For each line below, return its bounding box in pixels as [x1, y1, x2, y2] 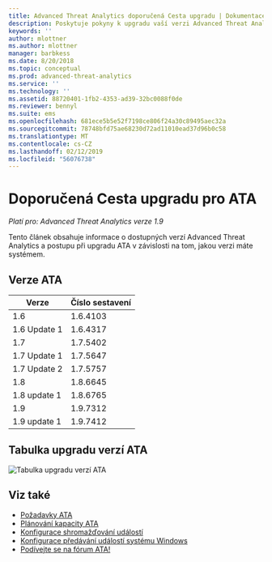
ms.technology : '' [8, 87, 70, 96]
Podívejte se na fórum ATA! [19, 544, 111, 554]
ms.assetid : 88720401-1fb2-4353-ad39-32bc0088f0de [8, 95, 183, 103]
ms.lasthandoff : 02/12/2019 [8, 147, 104, 155]
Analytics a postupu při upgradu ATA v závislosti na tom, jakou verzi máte [8, 241, 253, 251]
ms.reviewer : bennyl [8, 102, 79, 110]
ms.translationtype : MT [8, 132, 89, 140]
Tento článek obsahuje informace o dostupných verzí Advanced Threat [8, 232, 245, 242]
